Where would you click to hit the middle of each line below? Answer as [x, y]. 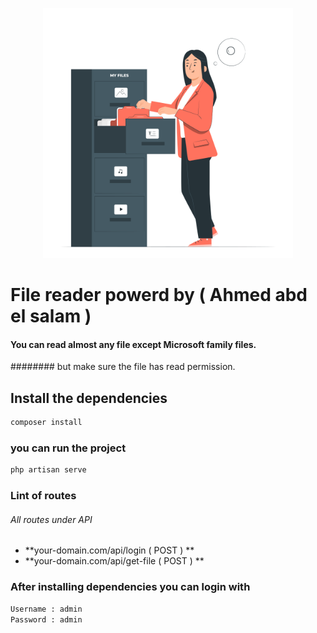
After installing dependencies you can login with [130, 587]
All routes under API [51, 519]
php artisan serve [48, 470]
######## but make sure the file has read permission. [123, 367]
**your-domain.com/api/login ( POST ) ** [109, 550]
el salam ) [51, 316]
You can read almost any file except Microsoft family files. [133, 344]
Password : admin [46, 619]
